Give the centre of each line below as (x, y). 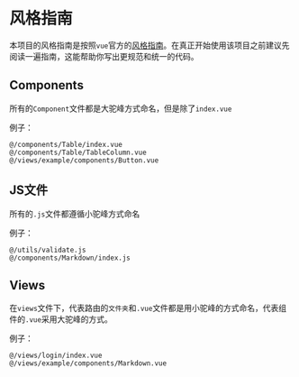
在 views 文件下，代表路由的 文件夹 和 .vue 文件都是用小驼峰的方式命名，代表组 (148, 308)
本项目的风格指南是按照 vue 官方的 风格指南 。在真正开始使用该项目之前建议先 (149, 45)
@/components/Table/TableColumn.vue (78, 152)
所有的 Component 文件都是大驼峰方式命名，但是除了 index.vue (121, 108)
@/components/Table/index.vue (66, 144)
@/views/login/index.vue (56, 356)
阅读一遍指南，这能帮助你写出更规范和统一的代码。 (104, 56)
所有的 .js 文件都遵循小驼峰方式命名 (75, 214)
